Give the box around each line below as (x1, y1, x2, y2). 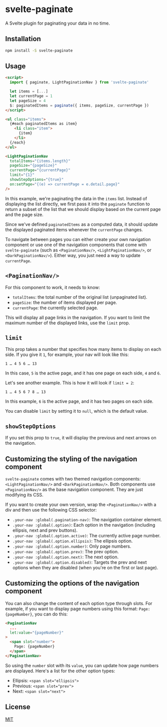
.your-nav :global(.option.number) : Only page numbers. (12, 543, 131, 549)
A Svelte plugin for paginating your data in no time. (5, 20, 110, 26)
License (5, 703, 31, 711)
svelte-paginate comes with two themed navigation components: (5, 475, 141, 481)
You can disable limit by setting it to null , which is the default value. (5, 408, 148, 414)
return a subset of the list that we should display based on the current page (5, 206, 161, 212)
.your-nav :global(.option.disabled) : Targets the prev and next (12, 559, 147, 565)
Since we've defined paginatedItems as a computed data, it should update (5, 221, 158, 227)
